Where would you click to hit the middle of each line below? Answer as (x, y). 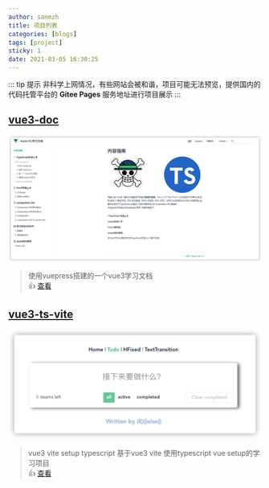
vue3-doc (34, 120)
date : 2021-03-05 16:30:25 (53, 59)
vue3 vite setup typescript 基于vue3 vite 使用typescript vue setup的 (140, 453)
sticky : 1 (25, 51)
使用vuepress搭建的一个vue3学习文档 (90, 276)
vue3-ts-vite (41, 314)
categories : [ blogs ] (43, 34)
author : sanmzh (34, 17)
